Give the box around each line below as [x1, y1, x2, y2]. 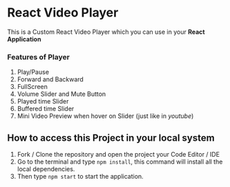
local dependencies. [17, 165, 75, 173]
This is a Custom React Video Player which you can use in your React [7, 28, 205, 36]
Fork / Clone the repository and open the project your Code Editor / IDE [17, 150, 220, 159]
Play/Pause [17, 68, 50, 77]
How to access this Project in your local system [7, 132, 215, 144]
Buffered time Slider [17, 105, 75, 113]
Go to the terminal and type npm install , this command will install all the [17, 157, 223, 166]
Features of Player [7, 52, 70, 61]
